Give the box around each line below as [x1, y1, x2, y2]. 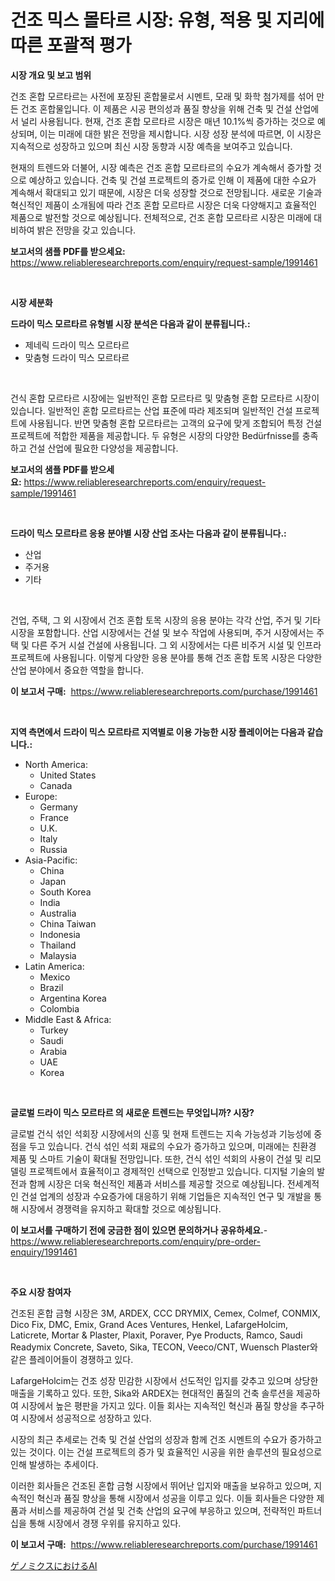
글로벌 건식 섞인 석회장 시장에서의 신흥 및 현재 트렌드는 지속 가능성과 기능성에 [10, 1127, 312, 1140]
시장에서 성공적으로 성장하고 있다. [20, 1412, 152, 1424]
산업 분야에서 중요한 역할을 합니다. [10, 664, 144, 676]
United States [39, 769, 97, 781]
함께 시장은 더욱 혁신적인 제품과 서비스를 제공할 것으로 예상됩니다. [28, 1177, 285, 1190]
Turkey [39, 1024, 69, 1036]
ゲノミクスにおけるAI [10, 1559, 98, 1571]
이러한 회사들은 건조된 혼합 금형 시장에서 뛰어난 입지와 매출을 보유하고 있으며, [10, 1479, 312, 1491]
